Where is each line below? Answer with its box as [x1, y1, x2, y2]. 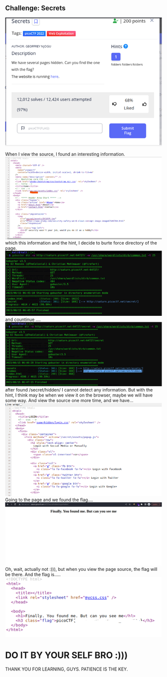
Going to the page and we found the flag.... [5, 497, 93, 503]
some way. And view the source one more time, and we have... [5, 397, 134, 403]
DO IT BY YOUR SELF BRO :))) [5, 650, 128, 661]
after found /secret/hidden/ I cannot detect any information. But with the [5, 387, 153, 393]
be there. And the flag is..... [5, 571, 61, 577]
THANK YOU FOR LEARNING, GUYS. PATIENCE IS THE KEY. [5, 666, 128, 672]
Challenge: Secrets [5, 4, 66, 12]
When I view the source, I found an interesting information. [5, 151, 125, 157]
